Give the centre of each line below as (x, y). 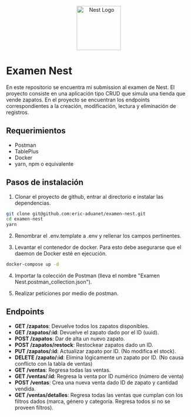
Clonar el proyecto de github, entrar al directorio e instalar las (89, 196)
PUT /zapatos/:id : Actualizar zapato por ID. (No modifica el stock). (95, 351)
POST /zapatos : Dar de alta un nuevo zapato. (70, 339)
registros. (18, 112)
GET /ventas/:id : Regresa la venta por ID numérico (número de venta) (99, 376)
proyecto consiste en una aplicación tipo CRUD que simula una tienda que (96, 93)
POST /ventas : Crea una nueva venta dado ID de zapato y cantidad (96, 382)
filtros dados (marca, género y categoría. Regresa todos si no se (92, 401)
